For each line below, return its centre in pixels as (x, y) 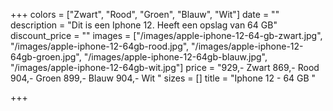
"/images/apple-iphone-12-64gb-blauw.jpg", (175, 57)
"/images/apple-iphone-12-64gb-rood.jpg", (100, 46)
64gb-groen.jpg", (46, 57)
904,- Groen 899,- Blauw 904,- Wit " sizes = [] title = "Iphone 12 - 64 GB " (163, 78)
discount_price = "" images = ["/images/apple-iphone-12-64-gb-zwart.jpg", (166, 35)
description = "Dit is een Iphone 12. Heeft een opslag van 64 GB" (144, 25)
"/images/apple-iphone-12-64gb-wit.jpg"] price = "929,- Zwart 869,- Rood (165, 67)
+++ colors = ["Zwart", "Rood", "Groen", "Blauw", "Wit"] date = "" (145, 14)
